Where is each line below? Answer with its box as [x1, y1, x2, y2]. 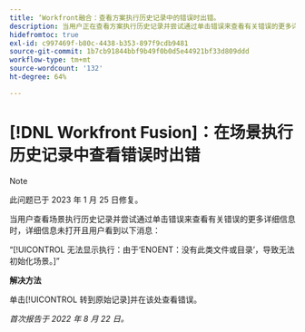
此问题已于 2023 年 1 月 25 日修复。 [9, 194, 143, 205]
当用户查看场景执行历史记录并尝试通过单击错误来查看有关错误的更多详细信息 [9, 213, 296, 224]
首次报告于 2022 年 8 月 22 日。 [9, 313, 129, 324]
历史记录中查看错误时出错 [9, 144, 202, 165]
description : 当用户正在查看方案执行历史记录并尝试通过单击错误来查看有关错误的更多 [9, 22, 292, 31]
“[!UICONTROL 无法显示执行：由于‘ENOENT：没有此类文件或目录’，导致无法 [9, 244, 295, 255]
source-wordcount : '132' [9, 64, 103, 73]
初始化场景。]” [9, 255, 61, 266]
